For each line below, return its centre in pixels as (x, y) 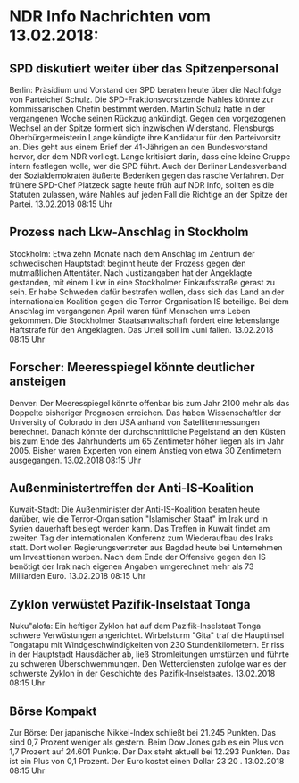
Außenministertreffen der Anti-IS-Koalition (132, 488)
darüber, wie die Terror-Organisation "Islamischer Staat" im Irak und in (138, 519)
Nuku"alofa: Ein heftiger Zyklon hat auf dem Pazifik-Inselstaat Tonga (135, 626)
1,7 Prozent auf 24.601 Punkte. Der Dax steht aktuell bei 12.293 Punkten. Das (150, 752)
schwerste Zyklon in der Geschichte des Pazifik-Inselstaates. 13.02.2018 (142, 674)
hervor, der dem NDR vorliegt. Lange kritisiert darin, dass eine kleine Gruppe (150, 157)
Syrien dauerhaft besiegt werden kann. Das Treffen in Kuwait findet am (140, 529)
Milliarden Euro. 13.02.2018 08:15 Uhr (78, 576)
